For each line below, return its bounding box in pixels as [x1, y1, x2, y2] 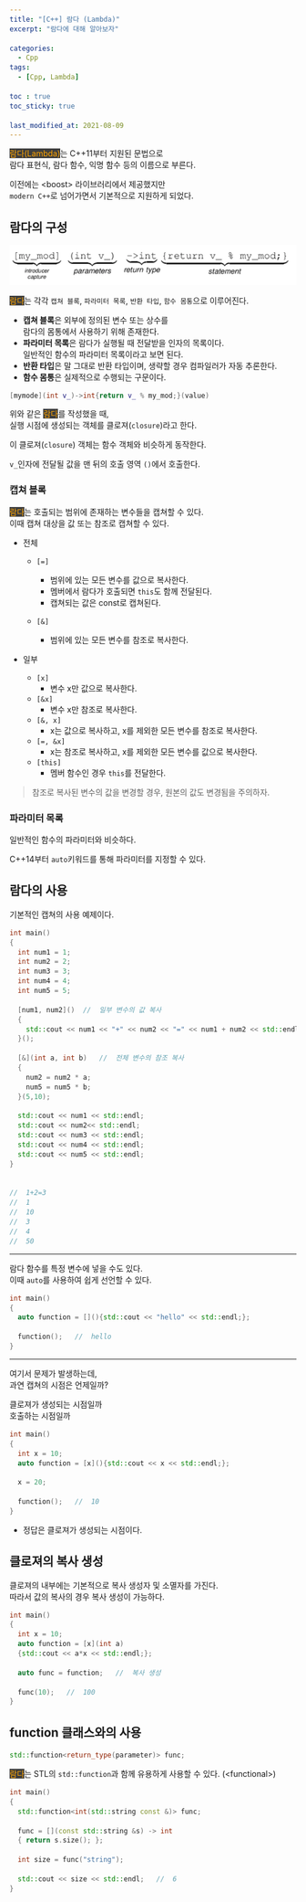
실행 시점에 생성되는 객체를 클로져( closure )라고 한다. [9, 420, 198, 431]
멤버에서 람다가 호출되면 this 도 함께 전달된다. [49, 586, 212, 597]
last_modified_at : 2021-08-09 [9, 121, 125, 130]
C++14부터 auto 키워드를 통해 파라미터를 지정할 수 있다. [9, 853, 207, 864]
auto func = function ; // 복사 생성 [17, 1668, 161, 1677]
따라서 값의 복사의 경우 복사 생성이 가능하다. [9, 1590, 166, 1602]
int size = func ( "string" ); [17, 1855, 125, 1865]
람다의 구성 [9, 219, 68, 235]
